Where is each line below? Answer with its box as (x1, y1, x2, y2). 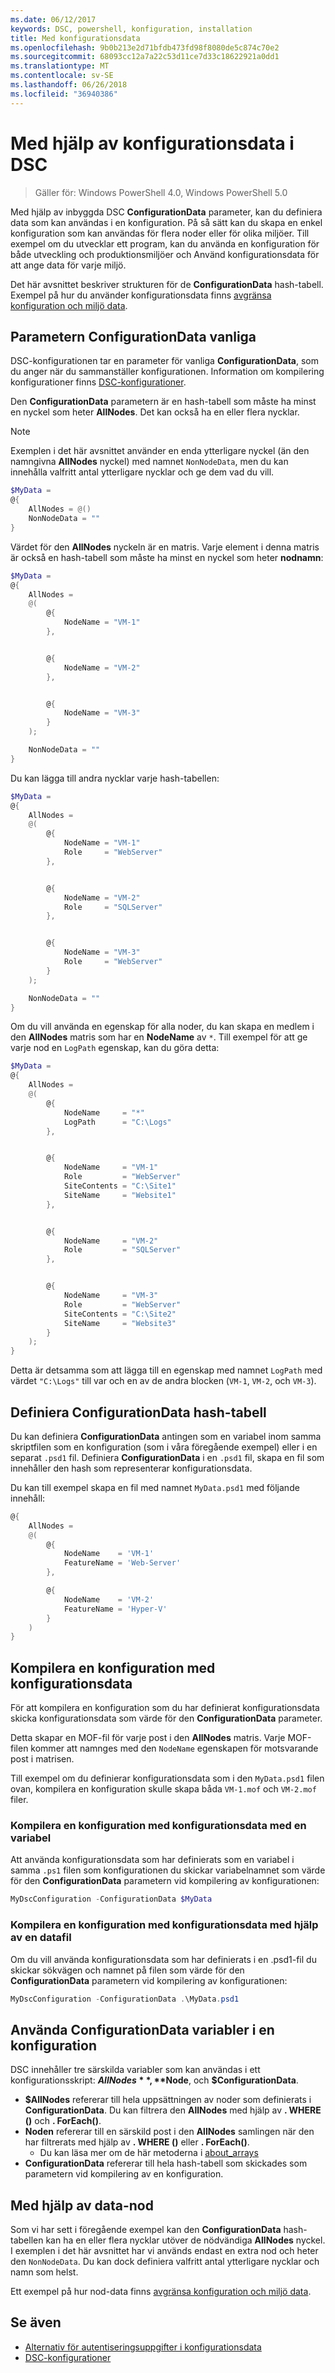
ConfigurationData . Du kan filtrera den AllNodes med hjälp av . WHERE (24, 2104, 322, 2116)
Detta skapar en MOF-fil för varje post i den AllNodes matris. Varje (10, 1732, 286, 1744)
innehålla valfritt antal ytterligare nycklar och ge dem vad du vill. (10, 466, 275, 478)
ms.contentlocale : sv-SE (10, 71, 114, 81)
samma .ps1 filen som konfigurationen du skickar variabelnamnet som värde (10, 1864, 326, 1876)
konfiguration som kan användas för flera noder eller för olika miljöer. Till (10, 227, 310, 239)
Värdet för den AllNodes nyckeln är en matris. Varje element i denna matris (10, 541, 320, 553)
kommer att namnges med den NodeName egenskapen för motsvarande (30, 1742, 319, 1755)
